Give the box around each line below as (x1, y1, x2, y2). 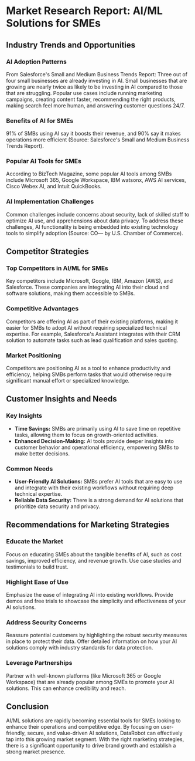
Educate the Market (6, 537, 63, 546)
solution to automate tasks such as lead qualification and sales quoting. (6, 336, 179, 344)
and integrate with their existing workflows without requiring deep (14, 484, 174, 491)
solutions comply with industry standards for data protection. (6, 644, 153, 651)
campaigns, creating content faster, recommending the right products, (6, 96, 176, 103)
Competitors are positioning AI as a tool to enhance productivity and (6, 365, 171, 372)
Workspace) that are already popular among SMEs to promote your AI (6, 678, 175, 685)
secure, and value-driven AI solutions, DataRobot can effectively (27, 729, 183, 737)
